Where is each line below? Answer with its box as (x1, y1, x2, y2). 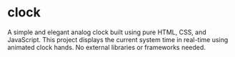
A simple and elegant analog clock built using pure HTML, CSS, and (7, 28, 207, 36)
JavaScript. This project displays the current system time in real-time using (7, 35, 229, 43)
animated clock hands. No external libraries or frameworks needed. (7, 43, 206, 51)
